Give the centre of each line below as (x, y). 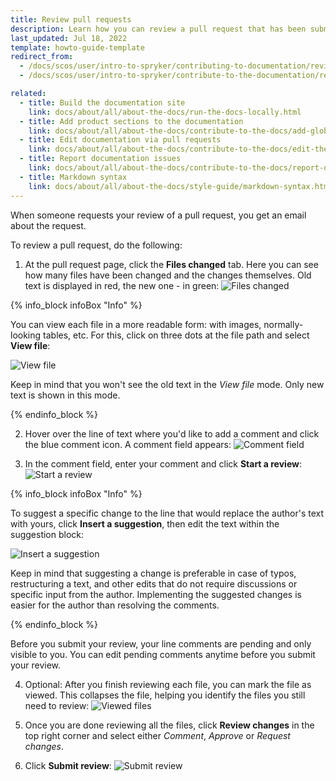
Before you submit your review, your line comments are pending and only (161, 643)
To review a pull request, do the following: (96, 245)
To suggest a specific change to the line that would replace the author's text (167, 513)
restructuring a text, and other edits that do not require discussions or (154, 583)
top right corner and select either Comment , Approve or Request (157, 735)
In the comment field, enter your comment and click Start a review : (163, 463)
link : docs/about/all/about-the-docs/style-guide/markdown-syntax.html (180, 186)
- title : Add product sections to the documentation (131, 121)
